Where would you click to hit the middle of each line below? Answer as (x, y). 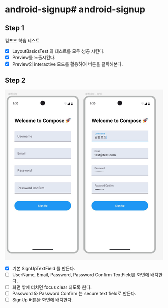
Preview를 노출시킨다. (34, 58)
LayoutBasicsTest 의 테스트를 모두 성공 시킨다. (58, 51)
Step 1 (15, 28)
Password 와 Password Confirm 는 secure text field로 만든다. (74, 294)
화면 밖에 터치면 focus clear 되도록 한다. (52, 287)
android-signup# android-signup (75, 9)
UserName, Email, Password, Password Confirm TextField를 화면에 (80, 275)
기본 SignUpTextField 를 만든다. (44, 268)
